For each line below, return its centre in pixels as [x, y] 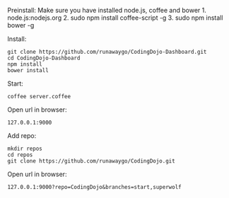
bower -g [21, 25]
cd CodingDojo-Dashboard [44, 58]
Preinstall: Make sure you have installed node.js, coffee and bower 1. [107, 10]
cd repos [20, 155]
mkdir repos [25, 148]
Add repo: [22, 136]
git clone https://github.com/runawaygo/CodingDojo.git [91, 161]
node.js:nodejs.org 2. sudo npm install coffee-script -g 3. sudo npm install [115, 18]
